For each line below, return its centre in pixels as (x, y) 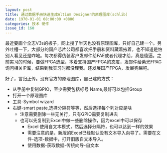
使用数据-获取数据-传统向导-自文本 (63, 146)
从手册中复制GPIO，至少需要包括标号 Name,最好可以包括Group (77, 89)
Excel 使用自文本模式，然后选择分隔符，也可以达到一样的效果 (90, 127)
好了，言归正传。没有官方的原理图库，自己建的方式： (60, 79)
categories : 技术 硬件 (27, 24)
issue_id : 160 (20, 28)
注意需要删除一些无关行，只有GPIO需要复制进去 (69, 114)
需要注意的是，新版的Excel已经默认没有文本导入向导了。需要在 (92, 133)
